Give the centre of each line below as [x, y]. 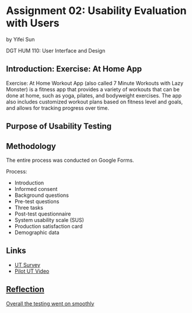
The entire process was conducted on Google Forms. [70, 160]
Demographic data [37, 232]
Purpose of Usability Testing [59, 126]
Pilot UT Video [32, 271]
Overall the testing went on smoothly [50, 303]
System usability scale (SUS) [49, 220]
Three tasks [29, 207]
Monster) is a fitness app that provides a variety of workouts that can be [93, 89]
